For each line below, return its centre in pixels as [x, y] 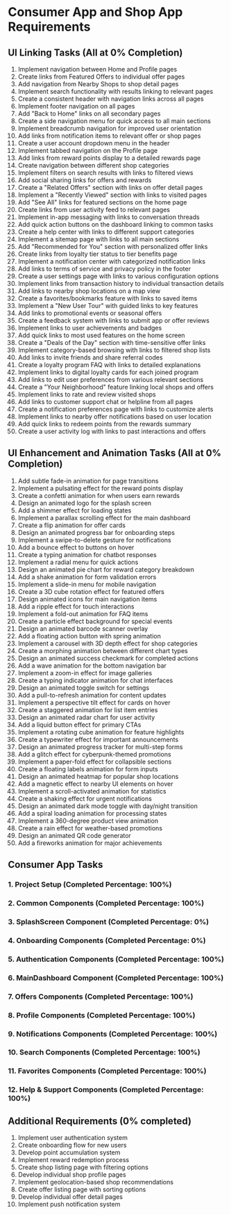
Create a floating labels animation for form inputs [88, 769]
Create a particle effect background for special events [95, 621]
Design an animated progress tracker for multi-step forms [100, 747]
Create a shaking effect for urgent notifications [85, 798]
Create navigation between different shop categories [93, 165]
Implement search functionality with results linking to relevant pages [115, 91]
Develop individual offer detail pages [70, 1197]
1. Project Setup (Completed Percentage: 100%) [90, 885]
